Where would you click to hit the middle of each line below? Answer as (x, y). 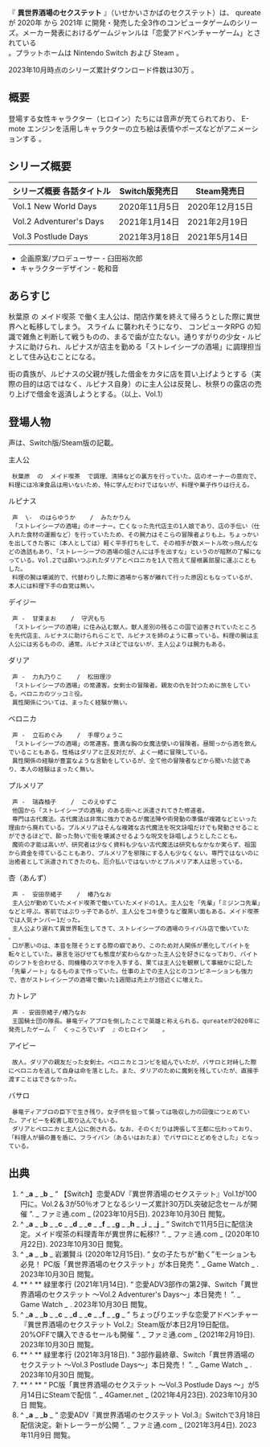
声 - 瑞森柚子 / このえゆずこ (65, 802)
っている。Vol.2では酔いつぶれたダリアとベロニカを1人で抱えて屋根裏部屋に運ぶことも (133, 561)
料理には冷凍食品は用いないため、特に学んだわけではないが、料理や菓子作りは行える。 (131, 486)
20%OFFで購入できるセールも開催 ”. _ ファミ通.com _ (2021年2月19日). (137, 1334)
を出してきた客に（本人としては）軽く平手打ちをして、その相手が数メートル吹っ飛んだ (131, 543)
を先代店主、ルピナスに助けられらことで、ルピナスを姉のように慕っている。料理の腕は (131, 636)
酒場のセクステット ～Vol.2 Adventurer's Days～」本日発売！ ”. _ (134, 1294)
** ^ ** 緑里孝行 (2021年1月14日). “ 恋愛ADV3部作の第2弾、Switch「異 (135, 1285)
